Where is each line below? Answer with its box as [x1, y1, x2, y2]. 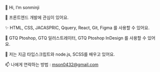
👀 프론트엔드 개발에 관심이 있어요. [5, 14, 69, 20]
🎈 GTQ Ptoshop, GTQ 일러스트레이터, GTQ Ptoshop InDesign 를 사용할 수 [5, 35, 147, 41]
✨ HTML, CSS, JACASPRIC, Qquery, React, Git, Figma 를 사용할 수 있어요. [5, 25, 150, 30]
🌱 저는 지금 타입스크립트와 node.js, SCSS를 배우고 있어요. [5, 51, 115, 57]
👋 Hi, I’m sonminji [5, 5, 40, 10]
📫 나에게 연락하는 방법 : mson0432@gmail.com [5, 62, 98, 67]
